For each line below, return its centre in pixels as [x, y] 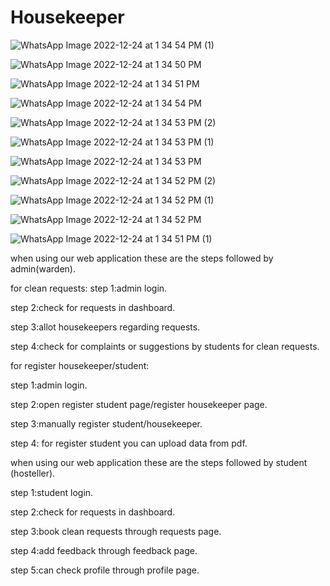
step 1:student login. [52, 492]
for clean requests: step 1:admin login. [89, 288]
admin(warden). [43, 268]
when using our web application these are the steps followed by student [159, 462]
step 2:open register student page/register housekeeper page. [139, 404]
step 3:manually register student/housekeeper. [106, 423]
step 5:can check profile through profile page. [105, 570]
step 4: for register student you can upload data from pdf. [129, 443]
